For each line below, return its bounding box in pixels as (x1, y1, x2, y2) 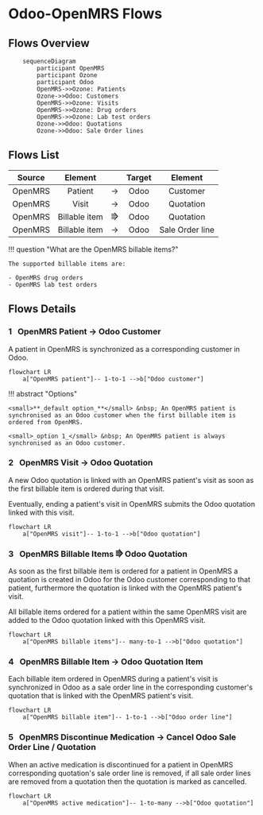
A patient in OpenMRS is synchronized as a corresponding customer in (8, 344, 241, 353)
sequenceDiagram (22, 57, 77, 65)
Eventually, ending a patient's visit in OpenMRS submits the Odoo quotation (8, 499, 256, 508)
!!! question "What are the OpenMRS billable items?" (8, 244, 179, 254)
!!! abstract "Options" (8, 388, 78, 398)
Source (17, 172, 45, 183)
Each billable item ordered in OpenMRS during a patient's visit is (8, 674, 219, 684)
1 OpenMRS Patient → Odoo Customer (8, 326, 161, 338)
